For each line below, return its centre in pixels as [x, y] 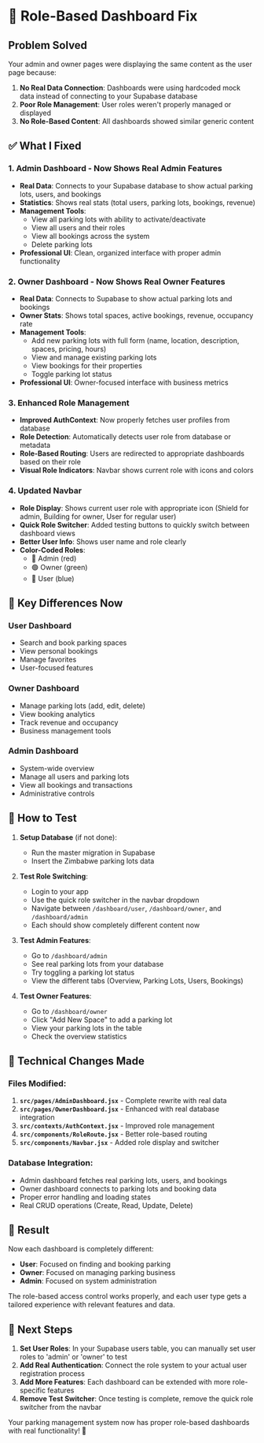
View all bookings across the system [90, 236]
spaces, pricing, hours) [69, 349]
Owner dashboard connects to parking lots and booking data [118, 1188]
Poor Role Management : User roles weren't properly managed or [125, 104]
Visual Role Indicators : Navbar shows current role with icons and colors [136, 470]
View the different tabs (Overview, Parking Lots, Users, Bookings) [137, 980]
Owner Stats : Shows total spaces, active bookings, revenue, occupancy [136, 315]
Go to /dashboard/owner [69, 1011]
